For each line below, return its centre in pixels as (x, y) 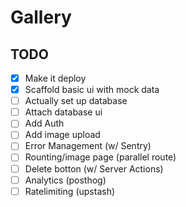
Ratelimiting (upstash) (70, 191)
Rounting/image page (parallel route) (100, 157)
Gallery (41, 17)
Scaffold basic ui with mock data (92, 90)
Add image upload (62, 135)
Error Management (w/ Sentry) (88, 146)
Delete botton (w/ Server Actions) (94, 168)
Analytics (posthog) (65, 180)
